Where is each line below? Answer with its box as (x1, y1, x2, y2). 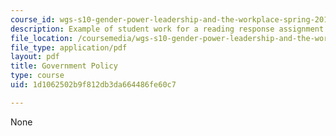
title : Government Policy (10, 61, 118, 71)
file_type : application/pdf (10, 42, 128, 53)
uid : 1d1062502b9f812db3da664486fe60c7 (10, 80, 177, 90)
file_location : (10, 33, 74, 43)
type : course (10, 71, 65, 81)
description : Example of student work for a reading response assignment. (10, 24, 329, 34)
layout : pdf (10, 52, 60, 62)
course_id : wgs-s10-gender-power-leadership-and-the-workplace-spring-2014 (10, 14, 333, 25)
